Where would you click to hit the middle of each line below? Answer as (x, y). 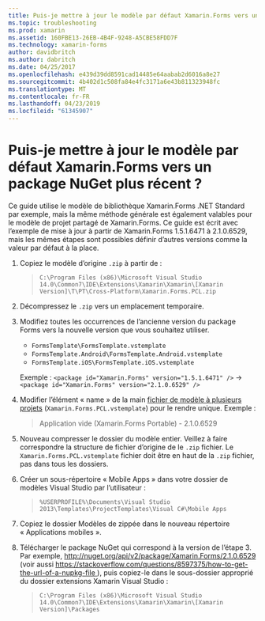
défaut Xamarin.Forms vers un (110, 167)
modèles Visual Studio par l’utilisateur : (82, 487)
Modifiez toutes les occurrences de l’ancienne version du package (128, 321)
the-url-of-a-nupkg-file (58, 572)
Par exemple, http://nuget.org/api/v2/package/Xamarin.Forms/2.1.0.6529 (138, 555)
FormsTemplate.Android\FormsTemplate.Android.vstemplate (127, 354)
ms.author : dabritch (42, 60)
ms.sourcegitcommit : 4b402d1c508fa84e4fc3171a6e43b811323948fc (114, 81)
